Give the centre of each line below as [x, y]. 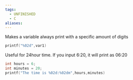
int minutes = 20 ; [24, 68]
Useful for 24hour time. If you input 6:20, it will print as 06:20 [66, 55]
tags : [10, 9]
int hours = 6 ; [20, 64]
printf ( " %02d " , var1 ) [26, 46]
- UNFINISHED [23, 14]
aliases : [14, 23]
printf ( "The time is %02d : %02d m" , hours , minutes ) [55, 73]
